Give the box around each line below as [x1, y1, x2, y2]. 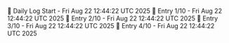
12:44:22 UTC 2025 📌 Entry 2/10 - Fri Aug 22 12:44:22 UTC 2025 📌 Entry [7, 14, 218, 23]
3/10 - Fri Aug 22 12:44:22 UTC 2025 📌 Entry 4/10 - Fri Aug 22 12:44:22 [7, 22, 215, 30]
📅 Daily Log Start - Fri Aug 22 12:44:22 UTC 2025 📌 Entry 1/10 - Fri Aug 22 [7, 7, 223, 15]
